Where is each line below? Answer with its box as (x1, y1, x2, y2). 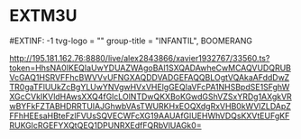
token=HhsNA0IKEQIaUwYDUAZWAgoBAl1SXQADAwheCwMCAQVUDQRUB (9, 62, 291, 73)
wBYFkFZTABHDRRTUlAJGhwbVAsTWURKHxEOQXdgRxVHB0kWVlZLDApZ (9, 100, 291, 111)
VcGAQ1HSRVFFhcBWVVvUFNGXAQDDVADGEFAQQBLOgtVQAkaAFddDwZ (9, 71, 290, 82)
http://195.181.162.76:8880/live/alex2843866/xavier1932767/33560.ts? (9, 52, 270, 63)
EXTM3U (9, 5, 78, 26)
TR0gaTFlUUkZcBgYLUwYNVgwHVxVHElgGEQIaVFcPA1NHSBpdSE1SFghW (9, 81, 290, 92)
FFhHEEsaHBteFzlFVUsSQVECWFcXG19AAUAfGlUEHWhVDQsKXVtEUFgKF (9, 110, 290, 121)
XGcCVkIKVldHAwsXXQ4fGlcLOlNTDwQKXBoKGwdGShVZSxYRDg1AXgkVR (9, 91, 293, 102)
